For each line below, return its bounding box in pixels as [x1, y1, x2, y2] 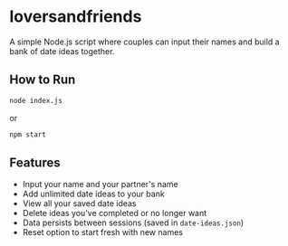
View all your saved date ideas [22, 198, 138, 209]
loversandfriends [9, 6, 142, 27]
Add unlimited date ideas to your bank [22, 188, 165, 200]
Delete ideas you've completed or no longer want [22, 208, 207, 219]
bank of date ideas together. [9, 45, 115, 56]
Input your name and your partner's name [22, 179, 178, 190]
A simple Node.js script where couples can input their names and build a [9, 36, 280, 47]
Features [9, 155, 61, 170]
